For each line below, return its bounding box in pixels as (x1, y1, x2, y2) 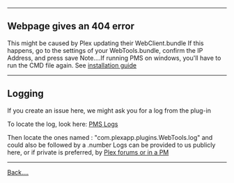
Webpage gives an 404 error (7, 20, 134, 32)
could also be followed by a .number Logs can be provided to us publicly (7, 141, 216, 149)
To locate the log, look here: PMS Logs (7, 120, 118, 128)
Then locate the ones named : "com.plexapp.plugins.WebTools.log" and (7, 133, 213, 141)
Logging (7, 88, 44, 100)
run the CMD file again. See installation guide (7, 61, 137, 70)
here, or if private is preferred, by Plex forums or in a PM (7, 148, 169, 157)
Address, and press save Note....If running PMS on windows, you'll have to (7, 54, 221, 62)
